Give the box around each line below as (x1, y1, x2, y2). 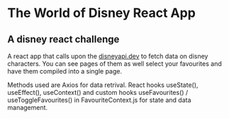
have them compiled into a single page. (7, 67, 123, 75)
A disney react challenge (7, 33, 120, 45)
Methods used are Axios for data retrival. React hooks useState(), (7, 81, 199, 89)
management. (7, 103, 48, 111)
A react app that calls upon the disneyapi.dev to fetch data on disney (7, 52, 208, 60)
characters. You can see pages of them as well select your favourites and (7, 59, 222, 68)
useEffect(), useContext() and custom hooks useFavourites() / (7, 89, 189, 96)
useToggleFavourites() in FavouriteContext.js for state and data (7, 96, 191, 104)
